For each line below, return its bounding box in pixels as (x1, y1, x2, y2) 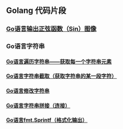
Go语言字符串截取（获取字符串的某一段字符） (6, 73, 117, 80)
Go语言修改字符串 (6, 88, 50, 95)
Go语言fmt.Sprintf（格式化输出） (6, 117, 88, 124)
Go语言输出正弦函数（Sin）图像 (6, 25, 96, 33)
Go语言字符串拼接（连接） (6, 102, 71, 109)
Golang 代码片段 (6, 5, 66, 16)
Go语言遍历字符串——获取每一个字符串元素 (6, 58, 112, 65)
